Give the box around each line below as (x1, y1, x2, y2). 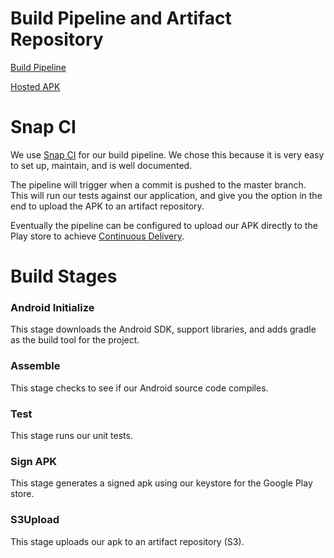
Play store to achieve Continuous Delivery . (10, 230, 185, 242)
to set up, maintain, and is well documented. (10, 159, 193, 171)
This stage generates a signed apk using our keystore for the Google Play (10, 477, 313, 489)
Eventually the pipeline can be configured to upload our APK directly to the (10, 219, 318, 231)
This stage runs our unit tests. (10, 429, 133, 441)
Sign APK (10, 454, 58, 468)
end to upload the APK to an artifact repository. (10, 200, 205, 212)
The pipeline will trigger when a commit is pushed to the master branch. (10, 178, 307, 191)
